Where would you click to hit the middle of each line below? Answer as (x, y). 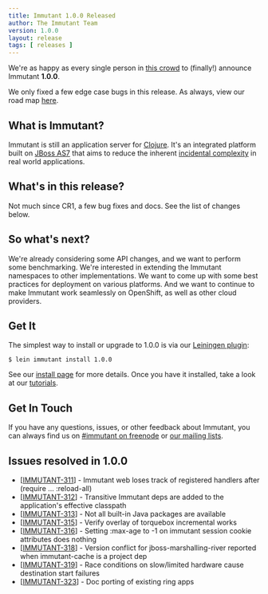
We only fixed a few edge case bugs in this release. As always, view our (126, 92)
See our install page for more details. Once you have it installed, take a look (132, 375)
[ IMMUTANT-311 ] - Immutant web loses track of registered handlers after (140, 480)
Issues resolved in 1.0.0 (68, 460)
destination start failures (59, 573)
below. (19, 214)
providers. (25, 301)
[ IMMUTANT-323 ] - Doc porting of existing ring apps (107, 582)
